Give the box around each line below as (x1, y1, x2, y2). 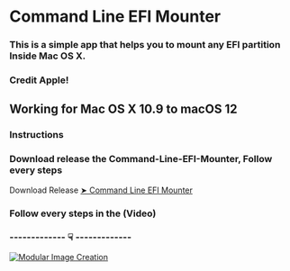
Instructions (9, 129, 65, 141)
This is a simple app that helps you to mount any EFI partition (9, 39, 281, 51)
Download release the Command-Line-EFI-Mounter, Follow (9, 153, 273, 166)
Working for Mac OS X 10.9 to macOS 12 (9, 102, 238, 117)
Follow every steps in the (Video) (9, 207, 157, 220)
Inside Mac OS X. (9, 50, 86, 62)
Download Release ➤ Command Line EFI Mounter (9, 185, 194, 195)
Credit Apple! (9, 74, 69, 86)
